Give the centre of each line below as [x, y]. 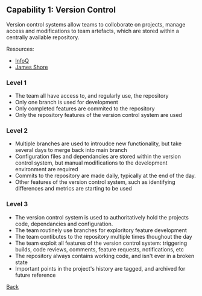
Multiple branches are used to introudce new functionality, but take [98, 143]
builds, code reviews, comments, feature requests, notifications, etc [99, 249]
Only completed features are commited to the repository [85, 109]
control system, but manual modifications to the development [91, 163]
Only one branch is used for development [67, 102]
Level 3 [17, 204]
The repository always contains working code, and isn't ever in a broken [105, 256]
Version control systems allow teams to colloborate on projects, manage [96, 24]
